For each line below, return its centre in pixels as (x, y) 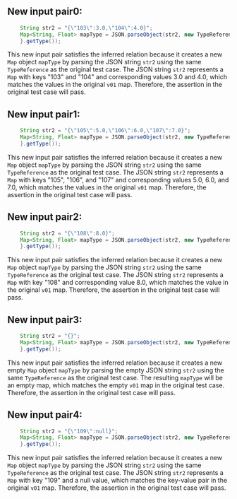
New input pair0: (45, 12)
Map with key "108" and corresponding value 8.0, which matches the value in (118, 283)
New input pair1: (44, 114)
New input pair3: (45, 320)
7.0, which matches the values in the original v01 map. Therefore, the (107, 187)
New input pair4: (45, 415)
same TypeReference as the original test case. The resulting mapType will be (115, 377)
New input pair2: (45, 217)
